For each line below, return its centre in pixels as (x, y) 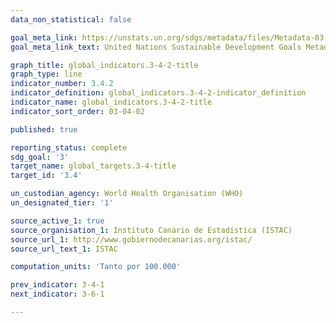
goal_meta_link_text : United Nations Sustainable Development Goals (156, 47)
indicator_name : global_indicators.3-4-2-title (111, 102)
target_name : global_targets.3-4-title (93, 166)
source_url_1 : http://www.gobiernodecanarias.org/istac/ (131, 239)
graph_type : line (46, 74)
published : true (44, 129)
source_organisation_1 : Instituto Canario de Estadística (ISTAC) (151, 230)
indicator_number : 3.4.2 (62, 84)
